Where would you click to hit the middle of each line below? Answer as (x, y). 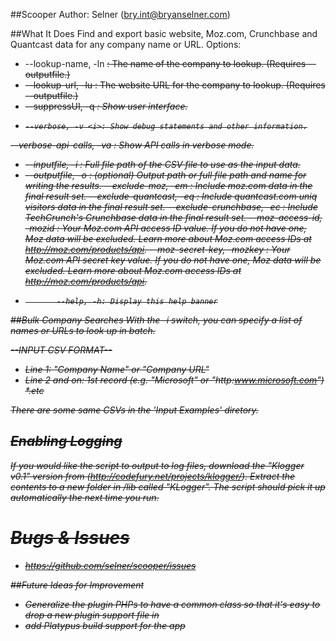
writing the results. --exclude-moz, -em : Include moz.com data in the (168, 185)
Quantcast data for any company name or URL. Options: (126, 44)
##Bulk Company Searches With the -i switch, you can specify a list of (156, 320)
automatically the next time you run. (85, 497)
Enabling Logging (66, 441)
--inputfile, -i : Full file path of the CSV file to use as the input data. (162, 164)
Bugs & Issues (70, 538)
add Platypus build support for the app (105, 625)
